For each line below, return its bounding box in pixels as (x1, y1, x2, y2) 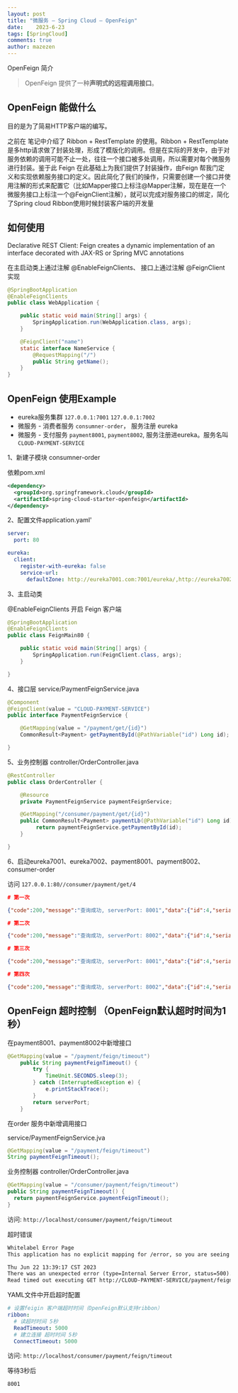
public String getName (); (33, 358, 110, 365)
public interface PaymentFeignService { (7, 712, 129, 719)
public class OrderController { (7, 778, 103, 786)
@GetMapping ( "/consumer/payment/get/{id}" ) (20, 810, 151, 818)
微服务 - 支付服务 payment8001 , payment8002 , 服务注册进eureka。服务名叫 (17, 430, 229, 439)
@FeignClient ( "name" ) (20, 338, 84, 345)
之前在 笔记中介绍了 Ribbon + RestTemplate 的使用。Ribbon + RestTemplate (7, 136, 229, 145)
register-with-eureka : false (20, 562, 106, 570)
